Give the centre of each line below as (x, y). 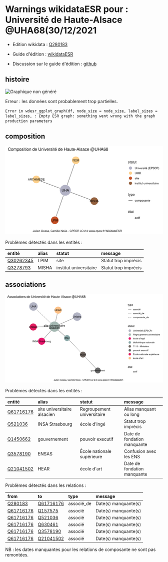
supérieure (91, 456)
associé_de (80, 503)
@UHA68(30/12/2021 (51, 31)
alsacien (46, 414)
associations (25, 285)
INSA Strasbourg (55, 424)
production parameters (29, 121)
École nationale (95, 451)
